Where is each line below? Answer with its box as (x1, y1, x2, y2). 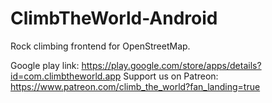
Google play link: (10, 59, 80, 71)
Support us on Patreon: (123, 70, 219, 82)
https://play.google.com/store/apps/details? (81, 59, 262, 71)
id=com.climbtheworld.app (10, 70, 122, 82)
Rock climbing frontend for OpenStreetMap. (10, 40, 191, 52)
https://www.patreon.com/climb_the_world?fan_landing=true (10, 80, 261, 92)
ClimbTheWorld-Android (10, 7, 218, 30)
